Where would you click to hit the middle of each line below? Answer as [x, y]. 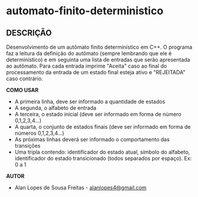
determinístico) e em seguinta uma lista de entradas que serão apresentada [98, 60]
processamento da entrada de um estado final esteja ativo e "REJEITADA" [96, 72]
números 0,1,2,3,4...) [39, 133]
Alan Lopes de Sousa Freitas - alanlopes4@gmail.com [80, 188]
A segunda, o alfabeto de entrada [55, 108]
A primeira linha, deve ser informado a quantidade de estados [90, 101]
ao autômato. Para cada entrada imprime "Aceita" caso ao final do [87, 66]
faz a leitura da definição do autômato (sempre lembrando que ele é [89, 53]
